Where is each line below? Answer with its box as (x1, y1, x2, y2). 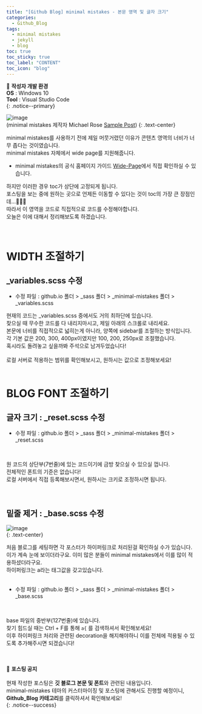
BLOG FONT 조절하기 (6, 386, 109, 400)
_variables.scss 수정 (6, 275, 83, 286)
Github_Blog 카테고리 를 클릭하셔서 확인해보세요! (6, 695, 123, 702)
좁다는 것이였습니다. (12, 142, 60, 149)
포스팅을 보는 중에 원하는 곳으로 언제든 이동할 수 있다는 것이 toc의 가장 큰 (6, 190, 179, 198)
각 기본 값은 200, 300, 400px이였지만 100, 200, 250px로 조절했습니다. (6, 335, 176, 342)
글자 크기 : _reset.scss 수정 (6, 412, 105, 422)
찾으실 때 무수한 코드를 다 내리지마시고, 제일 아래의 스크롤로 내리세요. (6, 320, 170, 327)
